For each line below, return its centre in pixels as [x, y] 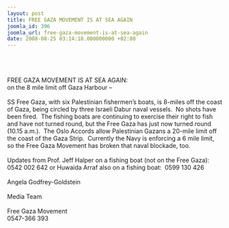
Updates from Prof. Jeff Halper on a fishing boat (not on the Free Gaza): [108, 160]
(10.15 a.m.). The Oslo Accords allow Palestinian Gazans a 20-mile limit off [112, 131]
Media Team [25, 197]
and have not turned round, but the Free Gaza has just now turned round [109, 124]
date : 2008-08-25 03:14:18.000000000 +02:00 [71, 39]
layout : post [26, 13]
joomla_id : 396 [29, 26]
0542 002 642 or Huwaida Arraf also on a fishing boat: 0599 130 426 [106, 168]
